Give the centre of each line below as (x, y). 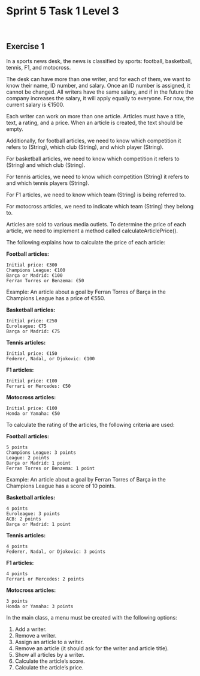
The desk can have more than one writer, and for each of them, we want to (99, 79)
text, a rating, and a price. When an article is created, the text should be (95, 122)
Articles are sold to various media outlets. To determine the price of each (96, 224)
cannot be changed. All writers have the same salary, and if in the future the (100, 92)
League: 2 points (28, 457)
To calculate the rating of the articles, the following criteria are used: (90, 424)
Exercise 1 (25, 47)
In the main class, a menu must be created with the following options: (92, 617)
